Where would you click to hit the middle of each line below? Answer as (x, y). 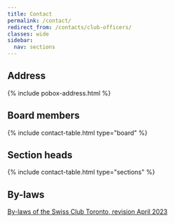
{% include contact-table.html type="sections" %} (81, 172)
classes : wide (28, 34)
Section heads (40, 155)
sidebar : (20, 41)
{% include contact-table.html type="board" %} (78, 133)
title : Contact (30, 14)
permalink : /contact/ (39, 21)
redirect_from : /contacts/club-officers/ (70, 27)
